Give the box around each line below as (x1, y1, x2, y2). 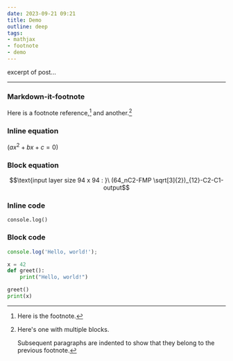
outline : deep (7, 23, 49, 30)
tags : (7, 29, 23, 37)
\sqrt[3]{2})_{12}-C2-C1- (153, 176, 224, 185)
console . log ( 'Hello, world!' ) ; (7, 248, 98, 255)
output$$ (103, 183, 130, 192)
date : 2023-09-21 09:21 (7, 10, 76, 17)
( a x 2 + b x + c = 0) (7, 142, 59, 151)
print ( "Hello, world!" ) (19, 274, 89, 281)
